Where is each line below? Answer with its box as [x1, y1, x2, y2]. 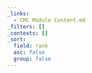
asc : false [13, 49, 45, 56]
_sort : [7, 36, 26, 43]
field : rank [13, 42, 49, 49]
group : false [13, 56, 52, 63]
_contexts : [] [7, 29, 49, 37]
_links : [7, 10, 30, 17]
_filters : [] [7, 23, 45, 30]
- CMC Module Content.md [13, 17, 86, 24]
